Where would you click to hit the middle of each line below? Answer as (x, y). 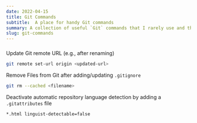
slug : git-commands (30, 33)
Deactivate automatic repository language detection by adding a (84, 97)
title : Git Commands (31, 17)
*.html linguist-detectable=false (48, 114)
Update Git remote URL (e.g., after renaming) (60, 53)
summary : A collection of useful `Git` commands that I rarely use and (95, 28)
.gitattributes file (29, 103)
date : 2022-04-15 (27, 11)
